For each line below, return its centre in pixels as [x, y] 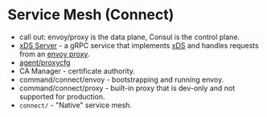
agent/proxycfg [45, 63]
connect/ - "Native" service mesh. [75, 105]
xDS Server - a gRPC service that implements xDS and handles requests [139, 45]
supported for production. [62, 96]
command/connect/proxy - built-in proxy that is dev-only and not [127, 88]
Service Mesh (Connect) [91, 15]
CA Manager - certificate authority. [77, 71]
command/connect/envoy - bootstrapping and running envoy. [121, 79]
